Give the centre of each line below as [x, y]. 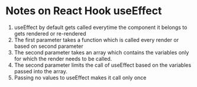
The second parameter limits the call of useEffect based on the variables [103, 65]
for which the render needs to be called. [63, 59]
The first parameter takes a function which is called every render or [96, 40]
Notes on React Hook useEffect [84, 11]
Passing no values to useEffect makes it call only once [80, 78]
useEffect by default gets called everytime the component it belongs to [101, 27]
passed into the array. [41, 71]
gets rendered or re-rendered [50, 33]
